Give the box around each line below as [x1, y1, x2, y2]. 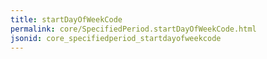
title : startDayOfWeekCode [10, 14, 123, 25]
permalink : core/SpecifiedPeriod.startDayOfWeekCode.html [10, 24, 257, 34]
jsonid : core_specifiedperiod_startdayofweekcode [10, 33, 222, 43]
